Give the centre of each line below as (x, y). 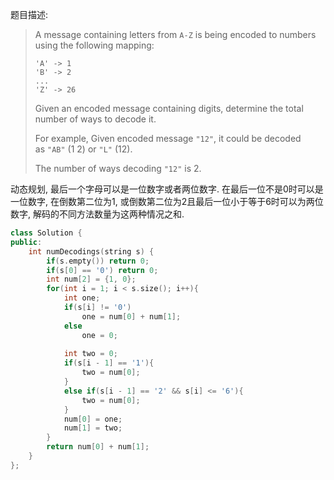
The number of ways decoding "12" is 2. (118, 168)
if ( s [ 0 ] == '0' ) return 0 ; (102, 270)
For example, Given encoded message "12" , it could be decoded (168, 138)
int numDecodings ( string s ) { (91, 251)
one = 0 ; (99, 335)
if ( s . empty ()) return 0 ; (98, 261)
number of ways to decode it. (95, 119)
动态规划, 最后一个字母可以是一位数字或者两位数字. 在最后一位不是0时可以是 (167, 189)
